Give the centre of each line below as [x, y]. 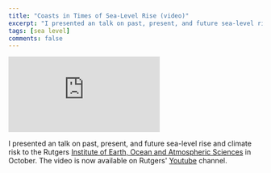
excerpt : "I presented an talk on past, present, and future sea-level [131, 23]
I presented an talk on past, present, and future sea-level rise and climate [130, 144]
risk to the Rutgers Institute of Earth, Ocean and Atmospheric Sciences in [130, 152]
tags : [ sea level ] [39, 31]
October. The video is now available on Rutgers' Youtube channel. [118, 161]
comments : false [35, 38]
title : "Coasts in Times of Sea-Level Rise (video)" [99, 16]
